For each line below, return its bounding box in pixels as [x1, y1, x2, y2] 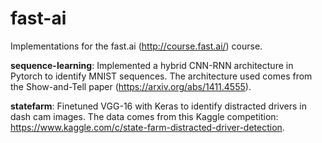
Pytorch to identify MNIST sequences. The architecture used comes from [10, 70, 313, 82]
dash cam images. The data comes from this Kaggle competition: [10, 110, 279, 122]
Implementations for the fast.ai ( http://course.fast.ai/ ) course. [10, 40, 263, 52]
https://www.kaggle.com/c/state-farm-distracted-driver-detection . [10, 121, 285, 133]
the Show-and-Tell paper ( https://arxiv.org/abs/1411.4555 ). [10, 80, 252, 92]
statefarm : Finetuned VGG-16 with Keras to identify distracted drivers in [10, 100, 308, 112]
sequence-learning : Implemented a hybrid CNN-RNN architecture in [10, 59, 294, 71]
